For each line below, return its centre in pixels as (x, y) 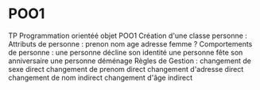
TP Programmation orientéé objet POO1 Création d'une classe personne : (128, 36)
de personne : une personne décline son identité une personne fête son (126, 52)
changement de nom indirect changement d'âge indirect (101, 77)
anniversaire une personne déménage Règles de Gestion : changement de (130, 61)
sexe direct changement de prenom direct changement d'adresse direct (126, 69)
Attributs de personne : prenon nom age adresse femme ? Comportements (130, 43)
